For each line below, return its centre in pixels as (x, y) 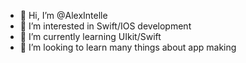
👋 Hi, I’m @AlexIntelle (63, 15)
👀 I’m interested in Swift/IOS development (105, 26)
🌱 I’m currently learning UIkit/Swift (90, 36)
